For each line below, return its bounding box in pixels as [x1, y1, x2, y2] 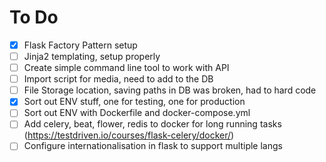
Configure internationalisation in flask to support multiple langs [23, 140, 283, 152]
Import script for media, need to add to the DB [23, 73, 214, 85]
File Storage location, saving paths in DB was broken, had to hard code [23, 84, 317, 96]
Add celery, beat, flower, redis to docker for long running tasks [23, 118, 282, 130]
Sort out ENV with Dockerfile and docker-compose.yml [23, 107, 251, 119]
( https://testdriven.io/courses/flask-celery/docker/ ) [23, 129, 235, 141]
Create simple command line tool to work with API [23, 62, 230, 74]
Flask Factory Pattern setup [23, 39, 138, 51]
